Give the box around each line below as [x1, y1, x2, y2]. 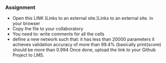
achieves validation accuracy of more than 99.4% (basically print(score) [12, 42, 161, 48]
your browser [12, 20, 40, 26]
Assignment [5, 4, 36, 11]
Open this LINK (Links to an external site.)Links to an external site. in [12, 15, 153, 21]
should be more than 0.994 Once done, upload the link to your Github [12, 47, 156, 53]
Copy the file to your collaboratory [12, 26, 83, 32]
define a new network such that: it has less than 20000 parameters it [12, 36, 155, 42]
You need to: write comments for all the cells [12, 31, 104, 37]
